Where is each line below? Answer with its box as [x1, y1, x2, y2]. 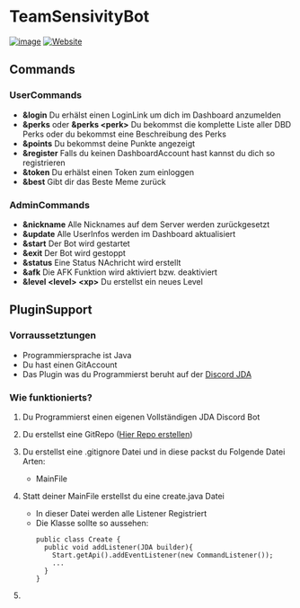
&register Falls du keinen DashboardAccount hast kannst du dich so [22, 147, 276, 158]
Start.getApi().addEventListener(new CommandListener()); [52, 551, 274, 560]
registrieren [22, 157, 66, 168]
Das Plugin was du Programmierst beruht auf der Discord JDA [22, 368, 252, 379]
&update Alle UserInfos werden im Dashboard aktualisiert [22, 228, 236, 239]
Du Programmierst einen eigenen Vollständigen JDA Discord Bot [22, 411, 260, 422]
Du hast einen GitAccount [22, 359, 118, 370]
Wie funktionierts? [9, 391, 93, 403]
